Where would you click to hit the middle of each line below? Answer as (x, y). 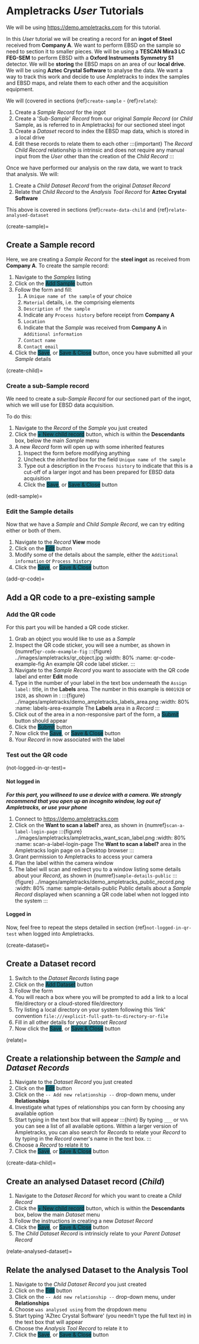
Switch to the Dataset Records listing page (67, 978)
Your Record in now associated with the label (70, 740)
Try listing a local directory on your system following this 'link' (90, 1010)
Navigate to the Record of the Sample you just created (81, 428)
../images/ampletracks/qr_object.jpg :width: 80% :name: (83, 658)
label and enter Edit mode (46, 676)
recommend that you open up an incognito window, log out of (84, 801)
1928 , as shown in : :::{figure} (50, 695)
